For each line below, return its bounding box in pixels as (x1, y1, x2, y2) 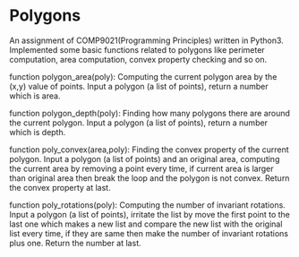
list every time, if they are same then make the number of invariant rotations (9, 227, 289, 238)
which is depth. (9, 126, 66, 137)
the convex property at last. (9, 182, 111, 193)
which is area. (9, 90, 61, 101)
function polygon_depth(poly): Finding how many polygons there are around (9, 107, 291, 118)
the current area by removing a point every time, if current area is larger (9, 163, 274, 174)
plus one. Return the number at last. (9, 237, 141, 248)
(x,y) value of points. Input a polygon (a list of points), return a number (9, 81, 269, 91)
